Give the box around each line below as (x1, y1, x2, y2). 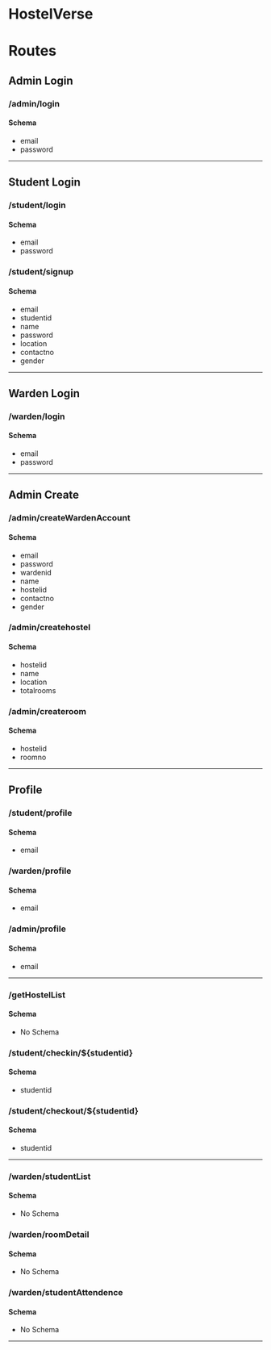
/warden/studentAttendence (8, 1287, 123, 1298)
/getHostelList (8, 989, 66, 1001)
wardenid (19, 567, 52, 577)
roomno (19, 752, 47, 762)
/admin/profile (8, 923, 66, 934)
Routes (8, 42, 56, 61)
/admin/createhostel (8, 622, 91, 633)
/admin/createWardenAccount (8, 512, 131, 524)
